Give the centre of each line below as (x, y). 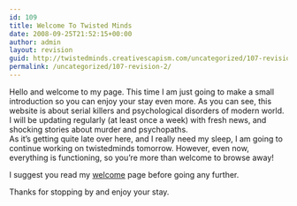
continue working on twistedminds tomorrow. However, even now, (129, 148)
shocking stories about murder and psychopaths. (99, 129)
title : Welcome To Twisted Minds (71, 26)
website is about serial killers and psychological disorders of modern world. (147, 111)
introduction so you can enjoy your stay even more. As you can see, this (141, 101)
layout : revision (41, 50)
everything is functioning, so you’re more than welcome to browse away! (141, 157)
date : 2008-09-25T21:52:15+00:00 (71, 34)
